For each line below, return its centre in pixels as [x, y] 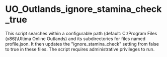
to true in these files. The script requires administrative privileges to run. [80, 49]
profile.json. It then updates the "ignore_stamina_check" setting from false [82, 44]
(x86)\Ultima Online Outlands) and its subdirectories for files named [75, 39]
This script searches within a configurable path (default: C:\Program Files [81, 33]
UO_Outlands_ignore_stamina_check [83, 9]
